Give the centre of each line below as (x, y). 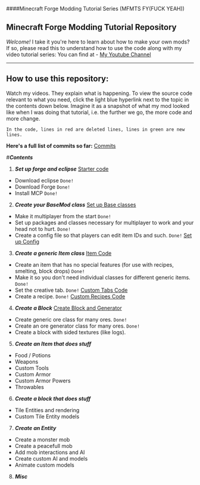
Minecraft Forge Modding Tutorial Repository (91, 27)
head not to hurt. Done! (43, 228)
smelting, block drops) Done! (50, 271)
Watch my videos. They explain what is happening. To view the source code (99, 93)
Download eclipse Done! (44, 180)
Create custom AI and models (51, 458)
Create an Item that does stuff (53, 344)
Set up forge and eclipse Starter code (62, 169)
